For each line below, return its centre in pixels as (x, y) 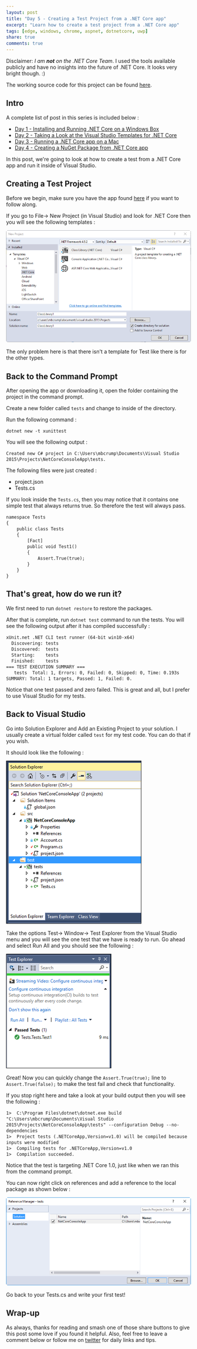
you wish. (18, 741)
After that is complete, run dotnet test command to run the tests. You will (95, 619)
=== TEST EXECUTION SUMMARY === (45, 667)
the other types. (26, 358)
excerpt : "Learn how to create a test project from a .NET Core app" (93, 25)
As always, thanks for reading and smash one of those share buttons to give (98, 1327)
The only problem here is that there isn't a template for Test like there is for (96, 352)
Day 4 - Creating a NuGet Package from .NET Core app (81, 148)
